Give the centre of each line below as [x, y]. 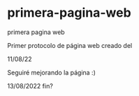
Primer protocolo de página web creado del [70, 45]
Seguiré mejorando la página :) [52, 72]
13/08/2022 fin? [30, 86]
